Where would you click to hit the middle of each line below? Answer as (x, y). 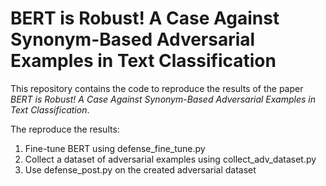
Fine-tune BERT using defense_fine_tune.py (115, 148)
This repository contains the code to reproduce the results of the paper (157, 88)
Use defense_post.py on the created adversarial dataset (140, 169)
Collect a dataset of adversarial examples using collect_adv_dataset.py (170, 159)
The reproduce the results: (65, 129)
